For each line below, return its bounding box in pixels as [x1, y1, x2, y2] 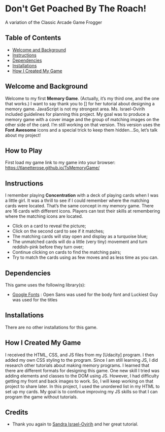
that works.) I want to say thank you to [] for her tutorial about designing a [5, 100, 155, 106]
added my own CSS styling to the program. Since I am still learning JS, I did [5, 357, 159, 363]
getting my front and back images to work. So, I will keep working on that [5, 378, 154, 384]
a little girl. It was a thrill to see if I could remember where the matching [5, 197, 149, 203]
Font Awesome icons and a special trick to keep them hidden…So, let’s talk [5, 127, 158, 133]
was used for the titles [12, 297, 58, 302]
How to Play [5, 146, 43, 155]
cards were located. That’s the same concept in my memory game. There [5, 203, 154, 209]
